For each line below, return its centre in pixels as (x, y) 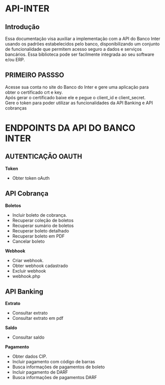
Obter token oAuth (31, 178)
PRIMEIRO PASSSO (35, 75)
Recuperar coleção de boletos (43, 220)
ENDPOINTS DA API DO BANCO (70, 128)
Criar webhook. (28, 260)
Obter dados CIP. (30, 356)
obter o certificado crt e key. (34, 92)
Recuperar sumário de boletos (43, 226)
